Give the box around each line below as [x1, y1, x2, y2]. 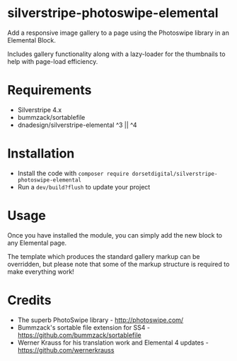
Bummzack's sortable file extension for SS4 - [17, 323, 151, 331]
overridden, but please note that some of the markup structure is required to [7, 260, 230, 268]
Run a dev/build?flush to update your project [17, 182, 151, 191]
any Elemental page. [7, 238, 67, 247]
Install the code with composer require [17, 169, 129, 177]
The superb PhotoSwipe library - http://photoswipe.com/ [17, 316, 184, 324]
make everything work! [7, 267, 74, 276]
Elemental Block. [7, 35, 57, 44]
